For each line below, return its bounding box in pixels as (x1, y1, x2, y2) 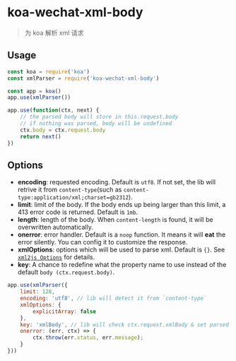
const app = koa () (7, 88, 61, 95)
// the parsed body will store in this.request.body (20, 114, 179, 121)
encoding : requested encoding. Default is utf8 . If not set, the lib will (17, 178, 216, 187)
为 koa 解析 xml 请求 (24, 28, 84, 37)
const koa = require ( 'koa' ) (7, 68, 90, 75)
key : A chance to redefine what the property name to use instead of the (17, 261, 227, 269)
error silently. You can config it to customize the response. (17, 238, 188, 247)
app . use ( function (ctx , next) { (7, 107, 100, 114)
